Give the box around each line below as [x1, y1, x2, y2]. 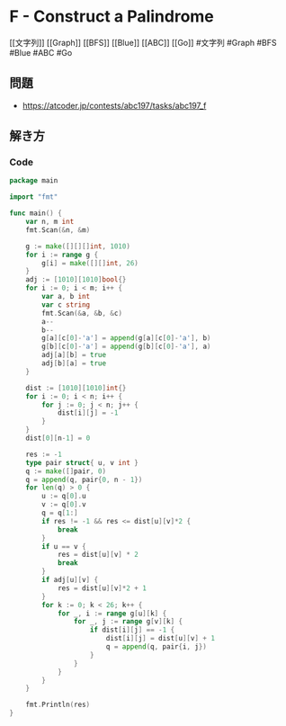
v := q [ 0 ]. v [41, 500, 87, 509]
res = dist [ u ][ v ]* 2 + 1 [57, 583, 147, 593]
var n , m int [25, 218, 75, 227]
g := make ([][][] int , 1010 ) [25, 241, 130, 251]
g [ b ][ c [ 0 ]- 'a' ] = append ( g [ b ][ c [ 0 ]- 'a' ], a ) [41, 342, 211, 352]
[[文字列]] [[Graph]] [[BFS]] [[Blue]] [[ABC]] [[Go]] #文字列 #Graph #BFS [9, 37, 277, 48]
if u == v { [41, 542, 87, 551]
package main [9, 176, 58, 185]
